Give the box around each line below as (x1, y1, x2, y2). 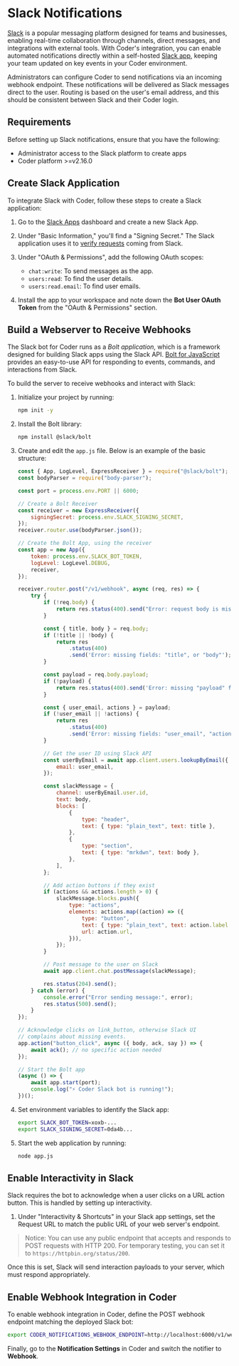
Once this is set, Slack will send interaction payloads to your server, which (7, 1263, 225, 1271)
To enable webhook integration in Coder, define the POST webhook (7, 1310, 206, 1319)
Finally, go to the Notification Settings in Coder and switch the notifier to (7, 1345, 222, 1352)
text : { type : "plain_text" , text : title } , (81, 822, 216, 830)
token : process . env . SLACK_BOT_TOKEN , (31, 553, 143, 560)
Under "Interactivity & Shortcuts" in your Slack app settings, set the (17, 1213, 216, 1221)
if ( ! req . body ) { (43, 599, 95, 606)
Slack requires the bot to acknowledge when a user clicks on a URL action (7, 1191, 225, 1200)
